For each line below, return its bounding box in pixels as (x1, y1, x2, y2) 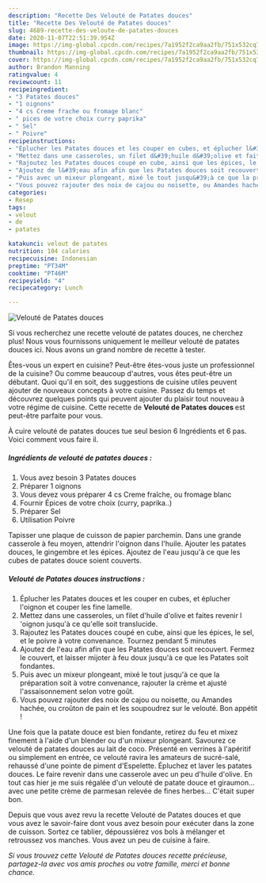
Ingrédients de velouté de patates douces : (8, 453, 153, 463)
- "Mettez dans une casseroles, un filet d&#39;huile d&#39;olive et (8, 152, 243, 159)
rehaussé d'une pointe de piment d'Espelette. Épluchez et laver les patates (8, 761, 253, 770)
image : (8, 41, 30, 49)
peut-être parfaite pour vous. (8, 411, 103, 420)
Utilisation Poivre (19, 515, 75, 524)
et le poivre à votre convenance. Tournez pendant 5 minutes (19, 636, 217, 646)
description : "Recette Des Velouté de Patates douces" (8, 11, 193, 20)
